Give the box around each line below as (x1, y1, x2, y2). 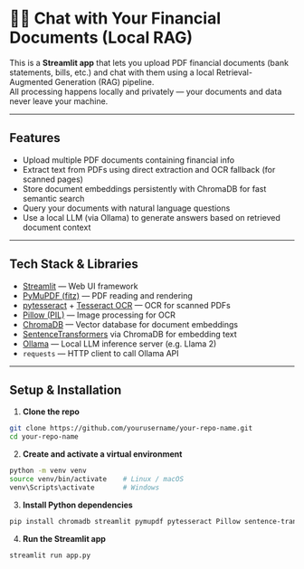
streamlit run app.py (9, 551, 91, 560)
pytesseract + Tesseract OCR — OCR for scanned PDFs (22, 299, 231, 310)
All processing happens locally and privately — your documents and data (9, 86, 282, 97)
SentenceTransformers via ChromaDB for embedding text (22, 328, 237, 339)
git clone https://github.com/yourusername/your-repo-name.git (9, 424, 253, 433)
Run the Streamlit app (22, 533, 107, 544)
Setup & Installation (9, 382, 122, 397)
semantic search (22, 193, 85, 204)
